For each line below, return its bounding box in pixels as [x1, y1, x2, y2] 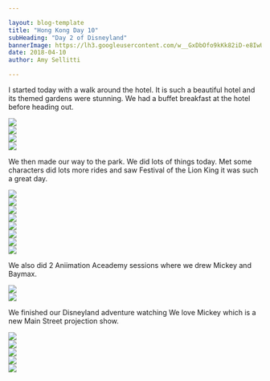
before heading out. [8, 102, 74, 111]
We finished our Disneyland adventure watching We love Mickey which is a [8, 308, 256, 317]
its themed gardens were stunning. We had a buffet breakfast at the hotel [8, 94, 251, 103]
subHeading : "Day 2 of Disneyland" [8, 34, 128, 42]
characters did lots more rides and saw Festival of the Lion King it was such [8, 165, 259, 175]
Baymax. [8, 270, 38, 278]
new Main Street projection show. [8, 316, 119, 326]
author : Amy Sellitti [8, 56, 81, 64]
